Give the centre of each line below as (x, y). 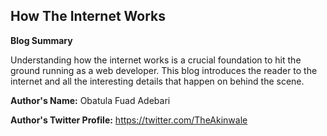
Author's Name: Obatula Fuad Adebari (90, 100)
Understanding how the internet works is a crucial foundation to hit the (156, 60)
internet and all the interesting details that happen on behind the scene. (157, 81)
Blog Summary (41, 40)
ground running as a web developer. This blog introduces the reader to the (164, 70)
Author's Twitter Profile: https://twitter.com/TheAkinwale (129, 120)
